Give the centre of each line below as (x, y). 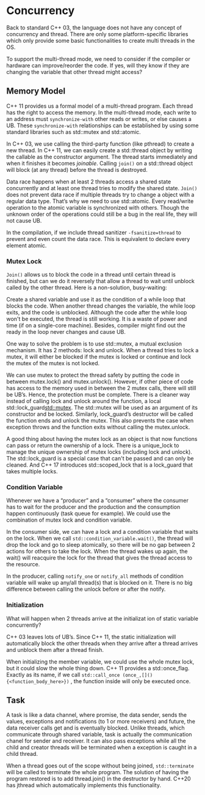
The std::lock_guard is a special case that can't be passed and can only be (100, 459)
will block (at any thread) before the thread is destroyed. (77, 169)
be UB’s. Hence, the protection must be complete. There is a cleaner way (98, 394)
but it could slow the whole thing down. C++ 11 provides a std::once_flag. (98, 668)
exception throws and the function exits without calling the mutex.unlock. (98, 427)
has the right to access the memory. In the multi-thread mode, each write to (102, 112)
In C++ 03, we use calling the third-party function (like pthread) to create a (100, 144)
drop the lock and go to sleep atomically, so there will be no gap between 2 (101, 545)
